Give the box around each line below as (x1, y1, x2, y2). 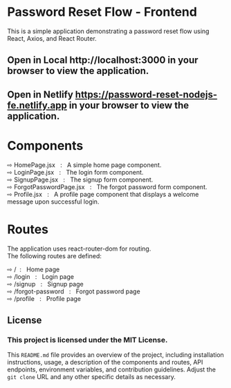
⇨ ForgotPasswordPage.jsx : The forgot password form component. (7, 182, 207, 191)
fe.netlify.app (7, 99, 68, 111)
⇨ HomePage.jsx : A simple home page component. (7, 160, 162, 169)
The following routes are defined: (7, 251, 102, 260)
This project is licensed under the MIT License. (7, 335, 168, 345)
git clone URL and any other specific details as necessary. (7, 373, 176, 381)
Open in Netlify (7, 88, 74, 100)
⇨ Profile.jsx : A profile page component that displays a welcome (7, 190, 199, 198)
